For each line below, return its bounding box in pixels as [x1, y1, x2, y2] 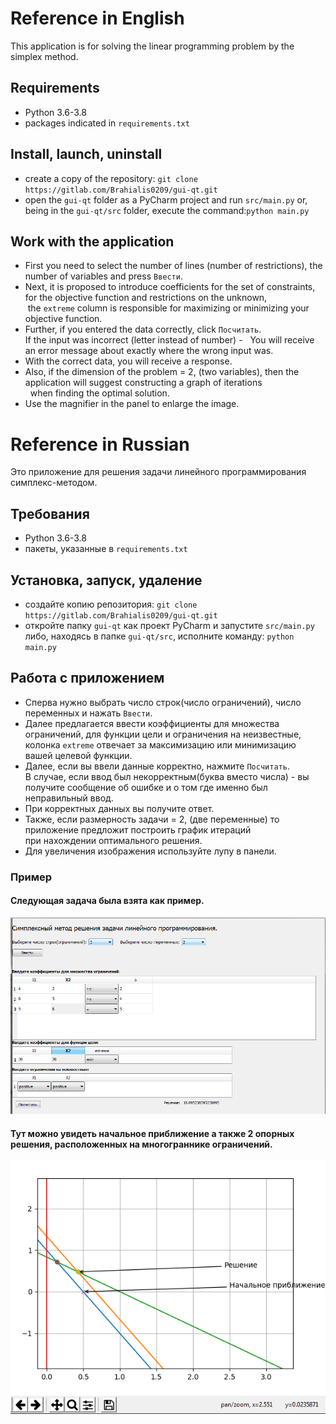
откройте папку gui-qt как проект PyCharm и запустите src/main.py [24, 619, 315, 631]
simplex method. [10, 50, 79, 62]
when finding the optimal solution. [29, 387, 170, 399]
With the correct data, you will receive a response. [24, 355, 233, 367]
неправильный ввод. [24, 792, 114, 804]
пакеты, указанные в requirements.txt [24, 543, 188, 555]
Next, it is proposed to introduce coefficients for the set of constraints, [24, 281, 316, 293]
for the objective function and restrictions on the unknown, [24, 292, 268, 304]
